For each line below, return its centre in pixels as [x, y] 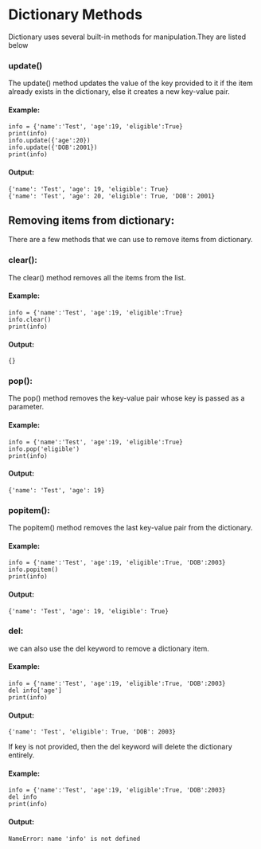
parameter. [26, 407]
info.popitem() [33, 570]
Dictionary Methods [76, 15]
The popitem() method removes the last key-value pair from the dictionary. [130, 528]
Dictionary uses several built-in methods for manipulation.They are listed [127, 37]
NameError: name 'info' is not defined [74, 839]
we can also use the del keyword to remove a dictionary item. [109, 648]
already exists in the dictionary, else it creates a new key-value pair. [119, 92]
